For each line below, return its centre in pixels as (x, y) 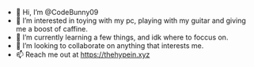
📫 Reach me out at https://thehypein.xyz (83, 54)
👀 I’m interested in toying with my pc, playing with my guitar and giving (131, 20)
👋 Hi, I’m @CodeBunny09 (57, 12)
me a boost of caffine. (52, 29)
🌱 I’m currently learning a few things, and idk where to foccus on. (122, 37)
